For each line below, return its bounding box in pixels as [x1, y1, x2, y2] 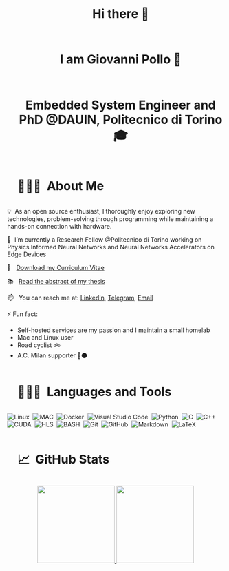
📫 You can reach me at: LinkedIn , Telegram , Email [7, 293, 153, 302]
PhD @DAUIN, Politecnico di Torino [19, 112, 223, 127]
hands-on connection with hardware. [7, 222, 112, 230]
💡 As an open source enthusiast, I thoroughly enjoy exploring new [7, 207, 196, 215]
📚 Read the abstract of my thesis [7, 277, 105, 285]
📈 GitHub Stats [17, 451, 110, 467]
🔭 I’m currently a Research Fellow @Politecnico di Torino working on [7, 235, 202, 244]
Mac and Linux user [17, 333, 74, 341]
